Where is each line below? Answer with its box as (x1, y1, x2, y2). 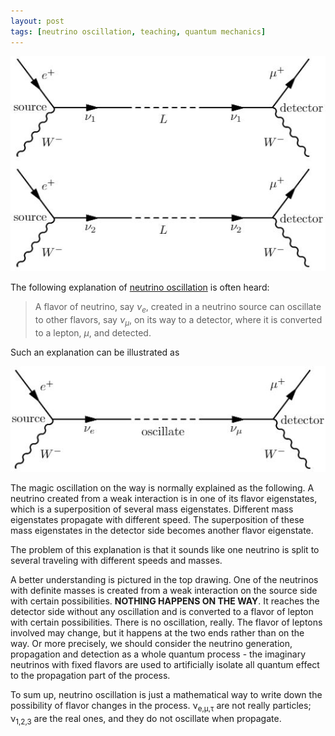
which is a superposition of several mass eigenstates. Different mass (10, 503, 294, 515)
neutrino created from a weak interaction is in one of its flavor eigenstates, (10, 493, 318, 505)
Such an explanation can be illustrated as (10, 346, 180, 358)
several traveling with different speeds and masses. (10, 555, 223, 567)
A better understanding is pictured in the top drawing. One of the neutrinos (10, 574, 319, 586)
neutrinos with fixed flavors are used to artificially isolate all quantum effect (10, 659, 320, 671)
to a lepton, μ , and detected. (34, 326, 152, 339)
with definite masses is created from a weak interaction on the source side (10, 585, 318, 597)
